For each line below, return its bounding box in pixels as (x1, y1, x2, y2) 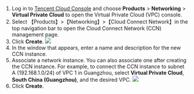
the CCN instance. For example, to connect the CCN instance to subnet (11, 63, 185, 70)
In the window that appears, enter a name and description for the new (11, 44, 181, 51)
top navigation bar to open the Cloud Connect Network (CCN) (11, 25, 162, 32)
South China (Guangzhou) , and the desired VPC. (11, 76, 131, 83)
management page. (11, 31, 59, 38)
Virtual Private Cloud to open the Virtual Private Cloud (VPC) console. (11, 11, 182, 18)
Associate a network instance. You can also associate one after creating (11, 57, 187, 63)
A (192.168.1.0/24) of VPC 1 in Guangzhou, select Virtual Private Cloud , (11, 69, 184, 76)
